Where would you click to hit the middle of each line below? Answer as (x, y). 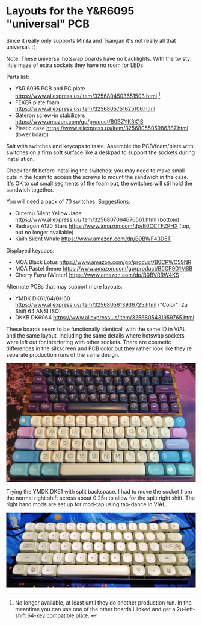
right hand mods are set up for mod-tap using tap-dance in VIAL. (87, 504)
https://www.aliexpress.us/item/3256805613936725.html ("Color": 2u (101, 304)
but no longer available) (44, 232)
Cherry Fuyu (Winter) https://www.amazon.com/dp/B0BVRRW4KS (97, 275)
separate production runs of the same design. (63, 354)
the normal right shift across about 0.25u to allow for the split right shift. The (101, 498)
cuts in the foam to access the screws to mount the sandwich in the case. (97, 177)
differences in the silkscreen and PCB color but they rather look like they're (99, 348)
